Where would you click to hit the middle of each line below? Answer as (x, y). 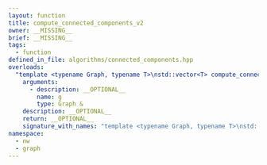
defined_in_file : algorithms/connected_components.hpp (101, 60)
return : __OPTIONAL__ (58, 119)
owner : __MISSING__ (41, 30)
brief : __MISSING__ (41, 38)
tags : (17, 45)
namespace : (26, 133)
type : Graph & (60, 104)
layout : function (37, 15)
